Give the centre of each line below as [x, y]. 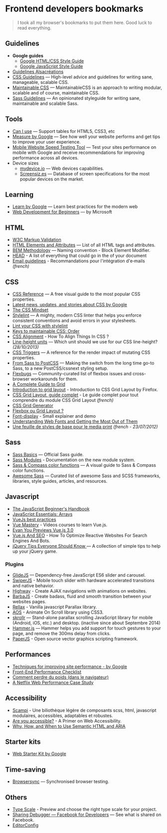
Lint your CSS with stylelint [40, 326]
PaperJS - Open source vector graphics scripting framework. [75, 639]
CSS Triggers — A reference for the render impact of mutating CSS [81, 352]
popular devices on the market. [52, 179]
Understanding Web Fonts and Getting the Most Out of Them [75, 421]
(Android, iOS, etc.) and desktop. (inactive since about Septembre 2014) [86, 623]
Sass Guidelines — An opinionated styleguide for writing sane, [76, 98]
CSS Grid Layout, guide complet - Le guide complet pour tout [75, 395]
